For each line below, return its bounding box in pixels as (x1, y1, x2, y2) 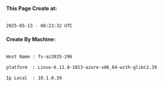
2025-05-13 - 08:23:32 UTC (6, 23, 73, 29)
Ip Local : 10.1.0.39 (6, 75, 62, 81)
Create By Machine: (6, 35, 56, 42)
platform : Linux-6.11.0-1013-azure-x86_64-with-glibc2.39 (6, 65, 158, 71)
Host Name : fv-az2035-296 (6, 54, 73, 60)
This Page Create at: (6, 5, 57, 12)
